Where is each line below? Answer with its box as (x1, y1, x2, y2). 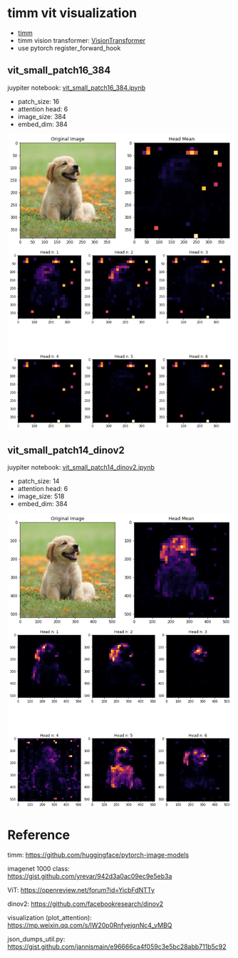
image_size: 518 (17, 492, 65, 500)
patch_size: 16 (17, 97, 60, 105)
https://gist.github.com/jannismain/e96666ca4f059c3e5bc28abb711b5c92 (7, 942, 227, 951)
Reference (7, 827, 70, 843)
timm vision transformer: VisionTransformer (17, 36, 146, 44)
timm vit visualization (7, 5, 138, 21)
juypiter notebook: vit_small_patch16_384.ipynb (7, 83, 146, 92)
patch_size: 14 (17, 476, 60, 485)
